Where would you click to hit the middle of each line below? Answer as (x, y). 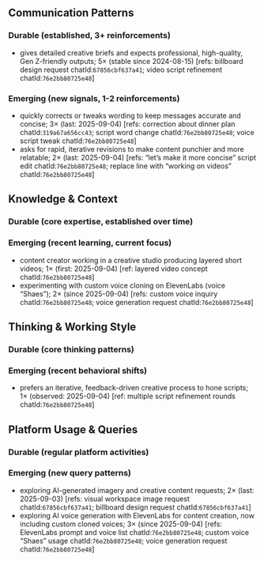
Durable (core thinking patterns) (71, 349)
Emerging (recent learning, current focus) (90, 243)
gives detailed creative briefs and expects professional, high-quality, (131, 53)
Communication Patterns (71, 13)
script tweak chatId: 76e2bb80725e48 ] (78, 141)
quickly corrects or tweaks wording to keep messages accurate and (130, 115)
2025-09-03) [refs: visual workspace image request (104, 499)
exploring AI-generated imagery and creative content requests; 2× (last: (137, 490)
